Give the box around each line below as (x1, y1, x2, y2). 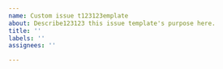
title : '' (8, 26, 42, 34)
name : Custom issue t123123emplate (8, 11, 129, 20)
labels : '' (8, 34, 45, 43)
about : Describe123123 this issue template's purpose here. (8, 19, 217, 27)
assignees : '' (8, 42, 57, 50)
